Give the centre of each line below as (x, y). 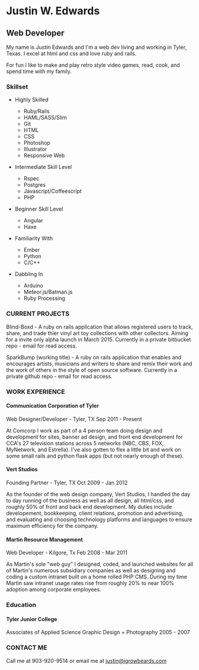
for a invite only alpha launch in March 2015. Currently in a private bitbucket (99, 339)
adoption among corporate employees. (54, 590)
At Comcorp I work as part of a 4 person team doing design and (84, 430)
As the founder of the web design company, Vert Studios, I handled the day (98, 494)
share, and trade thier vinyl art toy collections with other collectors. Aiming (97, 333)
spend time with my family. (39, 71)
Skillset (17, 86)
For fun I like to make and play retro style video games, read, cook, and (93, 65)
